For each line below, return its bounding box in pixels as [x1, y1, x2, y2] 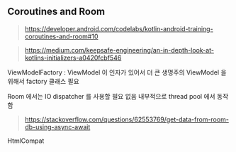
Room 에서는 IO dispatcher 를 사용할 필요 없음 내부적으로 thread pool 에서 [7, 92, 215, 100]
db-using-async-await [24, 122, 91, 131]
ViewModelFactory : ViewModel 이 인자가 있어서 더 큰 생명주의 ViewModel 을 [7, 67, 227, 77]
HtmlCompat [7, 136, 45, 145]
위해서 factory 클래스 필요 [7, 77, 79, 85]
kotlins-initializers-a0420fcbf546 [24, 53, 122, 62]
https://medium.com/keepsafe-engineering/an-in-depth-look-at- [24, 45, 215, 54]
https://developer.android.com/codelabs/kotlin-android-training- [24, 24, 214, 33]
